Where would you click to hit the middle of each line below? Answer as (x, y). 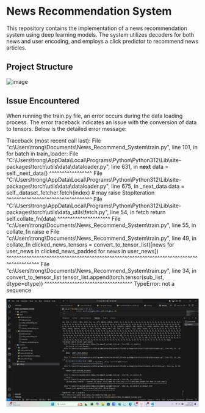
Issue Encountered (43, 101)
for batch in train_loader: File (42, 154)
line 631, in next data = (140, 166)
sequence (19, 290)
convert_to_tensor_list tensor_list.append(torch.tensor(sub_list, (85, 277)
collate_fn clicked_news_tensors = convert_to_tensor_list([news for (91, 244)
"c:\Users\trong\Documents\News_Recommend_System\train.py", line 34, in (102, 270)
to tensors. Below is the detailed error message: (67, 128)
